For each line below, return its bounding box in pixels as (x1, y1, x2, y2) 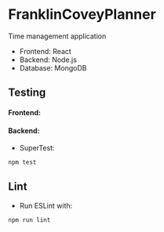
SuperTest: (19, 143, 55, 153)
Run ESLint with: (19, 201, 73, 210)
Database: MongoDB (19, 63, 87, 72)
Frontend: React (19, 46, 72, 56)
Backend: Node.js (19, 55, 77, 64)
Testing (8, 86, 46, 100)
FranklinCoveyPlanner (8, 5, 157, 24)
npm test (8, 158, 37, 166)
